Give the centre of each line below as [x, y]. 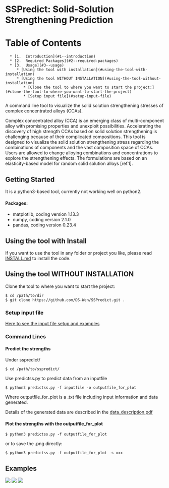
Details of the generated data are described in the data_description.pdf [79, 412]
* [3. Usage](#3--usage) [37, 66]
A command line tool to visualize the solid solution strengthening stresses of [84, 106]
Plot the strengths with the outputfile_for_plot [54, 423]
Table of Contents [43, 43]
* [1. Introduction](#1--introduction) [53, 56]
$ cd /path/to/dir [24, 295]
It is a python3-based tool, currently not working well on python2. [73, 191]
